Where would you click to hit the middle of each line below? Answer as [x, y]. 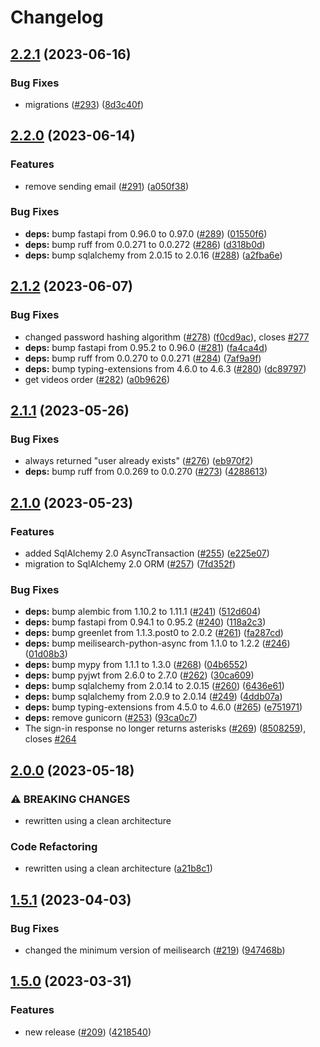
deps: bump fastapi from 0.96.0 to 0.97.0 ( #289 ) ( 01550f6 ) [146, 233]
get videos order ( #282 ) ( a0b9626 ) [97, 379]
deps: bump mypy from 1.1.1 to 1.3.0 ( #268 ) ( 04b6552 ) [136, 665]
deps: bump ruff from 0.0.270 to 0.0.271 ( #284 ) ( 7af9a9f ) [143, 358]
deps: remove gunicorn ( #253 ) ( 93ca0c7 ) [111, 718]
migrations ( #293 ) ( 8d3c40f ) [84, 104]
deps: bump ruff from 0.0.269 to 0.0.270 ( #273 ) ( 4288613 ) [146, 472]
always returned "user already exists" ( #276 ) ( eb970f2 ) [139, 461]
